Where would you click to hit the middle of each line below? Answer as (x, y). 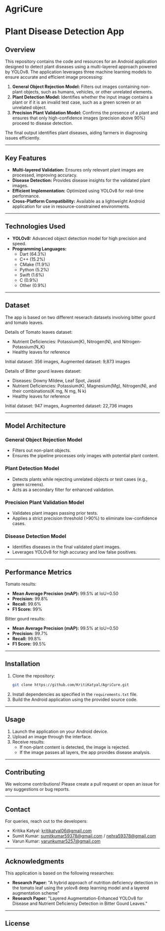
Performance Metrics (39, 572)
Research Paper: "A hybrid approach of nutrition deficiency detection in (85, 882)
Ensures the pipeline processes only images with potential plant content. (85, 456)
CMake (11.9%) (35, 264)
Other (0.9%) (33, 285)
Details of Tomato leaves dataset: (39, 332)
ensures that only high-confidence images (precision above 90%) (79, 118)
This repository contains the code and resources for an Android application (81, 61)
